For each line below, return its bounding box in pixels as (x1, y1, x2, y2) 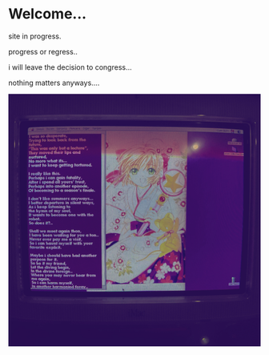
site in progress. (8, 31, 62, 41)
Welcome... (8, 5, 86, 23)
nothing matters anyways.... (8, 78, 100, 87)
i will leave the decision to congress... (8, 62, 132, 72)
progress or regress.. (8, 46, 78, 56)
